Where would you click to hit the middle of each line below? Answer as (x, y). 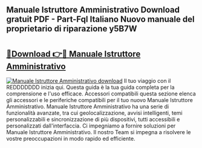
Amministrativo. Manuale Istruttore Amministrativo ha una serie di (88, 106)
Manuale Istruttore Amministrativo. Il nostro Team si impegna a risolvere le (99, 132)
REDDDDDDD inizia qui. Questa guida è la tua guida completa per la (90, 87)
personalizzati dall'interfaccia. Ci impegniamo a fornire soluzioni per (91, 126)
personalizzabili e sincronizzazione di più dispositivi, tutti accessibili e (93, 119)
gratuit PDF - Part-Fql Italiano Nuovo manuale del (100, 20)
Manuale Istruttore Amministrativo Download (93, 10)
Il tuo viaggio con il (147, 81)
